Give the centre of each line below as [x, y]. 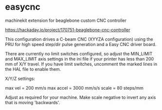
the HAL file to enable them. [33, 69]
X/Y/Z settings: [20, 79]
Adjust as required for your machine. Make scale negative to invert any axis [81, 97]
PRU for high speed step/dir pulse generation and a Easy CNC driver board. [81, 44]
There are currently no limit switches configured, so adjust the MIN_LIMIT [79, 54]
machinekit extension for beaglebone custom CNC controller [66, 20]
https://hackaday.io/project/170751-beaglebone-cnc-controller [68, 30]
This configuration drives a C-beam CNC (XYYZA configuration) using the [79, 39]
